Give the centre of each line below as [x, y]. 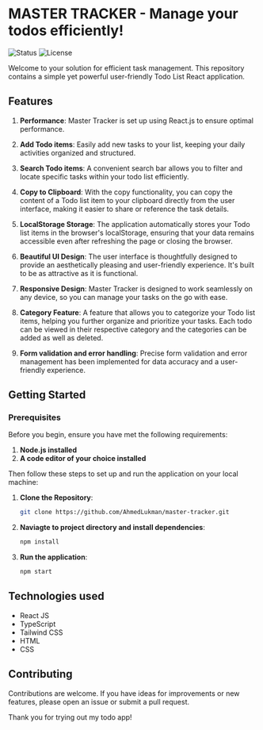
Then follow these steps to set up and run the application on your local [124, 474]
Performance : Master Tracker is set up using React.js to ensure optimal [136, 121]
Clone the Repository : [56, 498]
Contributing [40, 674]
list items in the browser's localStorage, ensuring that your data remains [137, 232]
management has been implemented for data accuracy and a [119, 361]
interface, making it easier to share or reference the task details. [124, 209]
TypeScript [38, 624]
